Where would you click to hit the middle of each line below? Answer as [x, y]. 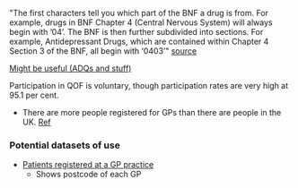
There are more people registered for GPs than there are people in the [152, 112]
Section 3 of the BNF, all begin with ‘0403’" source [103, 51]
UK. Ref [36, 122]
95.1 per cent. [35, 95]
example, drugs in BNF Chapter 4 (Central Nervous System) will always [141, 22]
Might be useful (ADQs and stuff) [70, 68]
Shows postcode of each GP [88, 175]
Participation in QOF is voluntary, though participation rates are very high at [149, 85]
